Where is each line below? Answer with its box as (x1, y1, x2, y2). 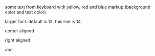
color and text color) (5, 9, 46, 15)
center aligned (5, 28, 34, 33)
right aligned (5, 37, 31, 43)
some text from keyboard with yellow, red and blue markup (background (5, 4, 151, 10)
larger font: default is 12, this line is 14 (5, 19, 81, 24)
